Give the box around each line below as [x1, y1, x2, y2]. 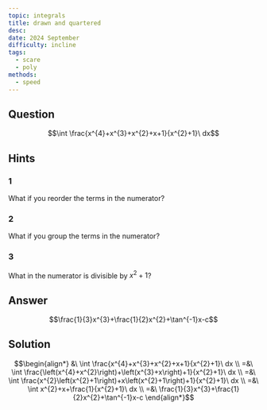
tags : [8, 48, 26, 56]
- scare [15, 56, 41, 64]
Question [8, 107, 55, 121]
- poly [15, 64, 37, 72]
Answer [8, 293, 48, 307]
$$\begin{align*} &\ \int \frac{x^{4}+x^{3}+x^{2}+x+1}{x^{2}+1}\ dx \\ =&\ [14, 358, 253, 368]
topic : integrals [8, 11, 66, 20]
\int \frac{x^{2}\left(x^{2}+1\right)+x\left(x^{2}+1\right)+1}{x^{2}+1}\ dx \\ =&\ [8, 375, 259, 385]
